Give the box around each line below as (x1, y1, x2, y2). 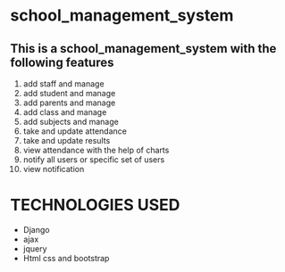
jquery (22, 243, 47, 254)
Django (22, 224, 50, 235)
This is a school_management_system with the (10, 41, 277, 56)
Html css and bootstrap (22, 252, 110, 263)
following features (10, 54, 114, 70)
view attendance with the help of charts (22, 144, 170, 155)
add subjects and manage (22, 117, 119, 127)
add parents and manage (22, 97, 116, 108)
